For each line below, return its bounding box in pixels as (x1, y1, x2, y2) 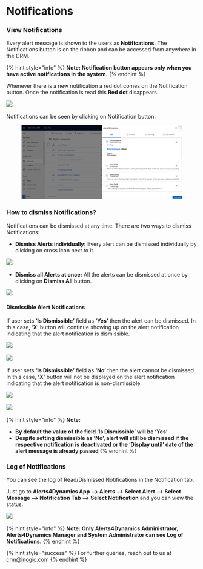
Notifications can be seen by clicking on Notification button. (6, 113, 156, 120)
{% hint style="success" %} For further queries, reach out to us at (6, 550, 171, 557)
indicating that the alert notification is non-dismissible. (6, 380, 142, 387)
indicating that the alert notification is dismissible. (6, 330, 130, 337)
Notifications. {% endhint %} (6, 538, 80, 545)
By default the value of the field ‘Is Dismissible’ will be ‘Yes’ (15, 428, 168, 435)
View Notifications (6, 26, 62, 35)
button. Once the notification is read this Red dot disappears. (6, 89, 159, 96)
